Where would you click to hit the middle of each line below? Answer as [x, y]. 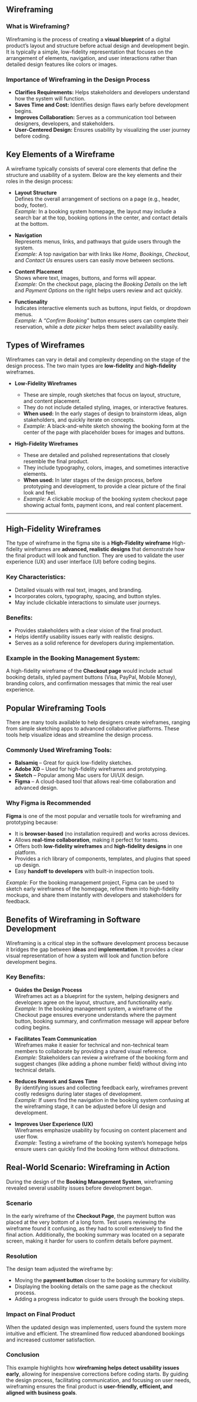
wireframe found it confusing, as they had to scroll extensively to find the [94, 1228]
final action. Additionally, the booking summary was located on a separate [95, 1234]
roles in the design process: [40, 181]
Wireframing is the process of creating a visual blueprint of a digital [88, 39]
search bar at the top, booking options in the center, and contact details [101, 218]
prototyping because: [32, 822]
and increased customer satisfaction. [51, 1340]
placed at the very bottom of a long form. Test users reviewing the [86, 1222]
